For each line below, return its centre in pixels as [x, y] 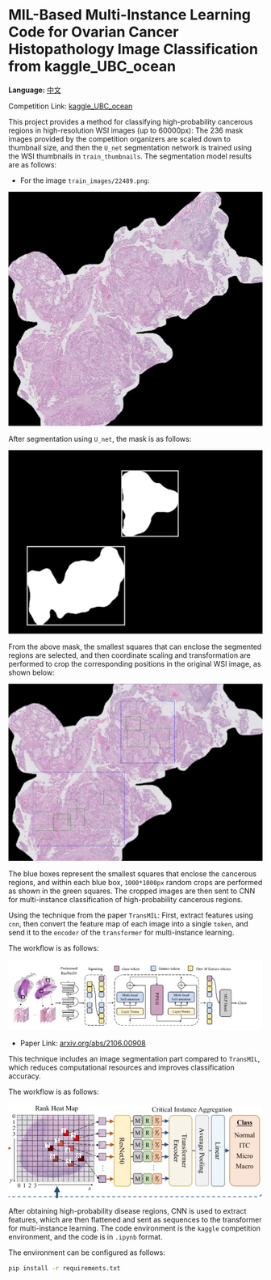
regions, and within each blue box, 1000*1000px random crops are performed [135, 882]
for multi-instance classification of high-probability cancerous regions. [126, 899]
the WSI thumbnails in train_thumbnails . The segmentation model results [130, 156]
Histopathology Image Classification [133, 49]
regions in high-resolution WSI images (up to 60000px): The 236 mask [126, 130]
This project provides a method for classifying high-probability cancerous [131, 121]
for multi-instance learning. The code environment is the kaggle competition [134, 1228]
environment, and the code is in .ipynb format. [85, 1236]
